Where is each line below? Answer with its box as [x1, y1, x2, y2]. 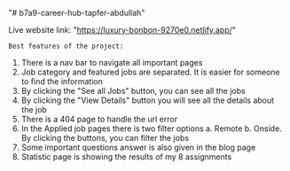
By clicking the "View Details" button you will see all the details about [20, 95, 275, 105]
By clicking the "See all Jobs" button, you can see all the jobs [20, 86, 246, 96]
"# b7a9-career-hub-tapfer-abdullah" [8, 8, 145, 18]
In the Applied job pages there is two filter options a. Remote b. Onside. [20, 123, 283, 134]
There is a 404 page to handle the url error [20, 114, 178, 124]
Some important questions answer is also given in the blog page [20, 142, 256, 152]
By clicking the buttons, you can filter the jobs [20, 133, 190, 143]
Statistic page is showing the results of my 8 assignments [20, 152, 232, 162]
